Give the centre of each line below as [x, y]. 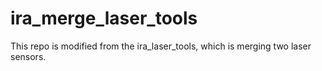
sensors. [28, 56]
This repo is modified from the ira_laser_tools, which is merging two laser [161, 46]
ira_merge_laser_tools [104, 18]
